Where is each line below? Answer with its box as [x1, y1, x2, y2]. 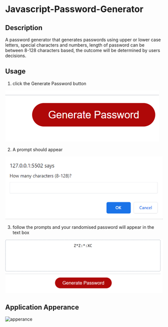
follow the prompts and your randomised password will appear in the [12, 224, 154, 230]
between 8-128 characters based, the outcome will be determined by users [5, 48, 160, 53]
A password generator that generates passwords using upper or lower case [5, 37, 161, 43]
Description [5, 24, 42, 32]
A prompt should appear [12, 146, 63, 152]
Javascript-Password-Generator [5, 4, 143, 15]
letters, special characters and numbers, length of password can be [5, 42, 145, 48]
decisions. [5, 53, 26, 59]
